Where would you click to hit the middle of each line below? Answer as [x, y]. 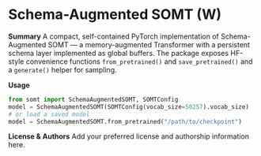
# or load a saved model [49, 114]
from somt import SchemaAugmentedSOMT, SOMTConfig [93, 99]
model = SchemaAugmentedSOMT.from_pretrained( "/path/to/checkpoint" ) [125, 121]
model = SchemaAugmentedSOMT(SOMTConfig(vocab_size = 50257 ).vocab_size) [129, 107]
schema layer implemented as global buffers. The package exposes [119, 53]
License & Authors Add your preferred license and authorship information [129, 136]
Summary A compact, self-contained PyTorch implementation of [113, 36]
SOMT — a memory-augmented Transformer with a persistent [149, 44]
